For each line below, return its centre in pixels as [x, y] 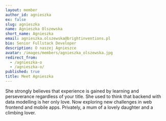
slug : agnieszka [22, 24]
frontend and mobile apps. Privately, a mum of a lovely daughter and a [79, 107]
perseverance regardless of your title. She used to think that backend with [83, 96]
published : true [22, 72]
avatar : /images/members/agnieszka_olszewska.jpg [59, 53]
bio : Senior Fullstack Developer [41, 43]
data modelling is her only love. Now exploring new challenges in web [79, 102]
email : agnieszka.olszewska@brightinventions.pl [58, 39]
